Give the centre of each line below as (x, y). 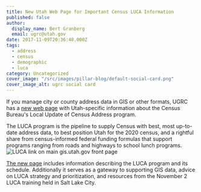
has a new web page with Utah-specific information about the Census (93, 108)
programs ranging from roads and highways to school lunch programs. (94, 145)
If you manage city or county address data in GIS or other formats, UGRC (97, 102)
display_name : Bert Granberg (48, 29)
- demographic (29, 62)
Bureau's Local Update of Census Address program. (71, 114)
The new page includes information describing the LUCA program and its (97, 163)
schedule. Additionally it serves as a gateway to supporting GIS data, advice (101, 170)
